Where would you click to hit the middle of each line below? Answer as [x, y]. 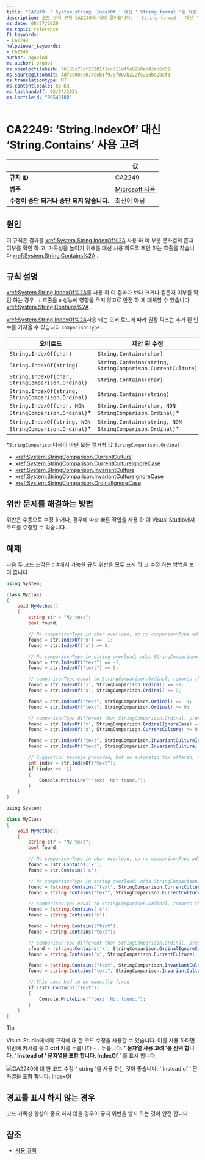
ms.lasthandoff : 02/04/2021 [42, 92]
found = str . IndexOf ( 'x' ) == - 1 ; [71, 640]
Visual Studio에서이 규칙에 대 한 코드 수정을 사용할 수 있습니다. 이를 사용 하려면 [101, 1041]
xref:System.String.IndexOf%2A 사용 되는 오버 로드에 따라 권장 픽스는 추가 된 [99, 320]
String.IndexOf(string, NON [50, 422]
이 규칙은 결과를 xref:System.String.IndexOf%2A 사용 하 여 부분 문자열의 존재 [100, 240]
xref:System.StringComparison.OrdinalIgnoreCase [78, 483]
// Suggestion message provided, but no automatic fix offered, [112, 758]
